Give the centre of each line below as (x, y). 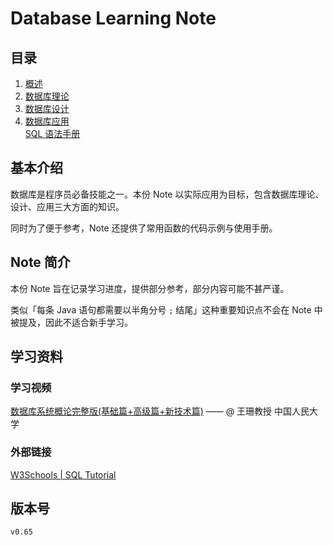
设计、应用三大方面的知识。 (67, 206)
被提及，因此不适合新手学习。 (71, 322)
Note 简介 (40, 262)
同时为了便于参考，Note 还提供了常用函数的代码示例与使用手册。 (144, 228)
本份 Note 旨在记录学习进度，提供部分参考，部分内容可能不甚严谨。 (150, 288)
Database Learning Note (113, 18)
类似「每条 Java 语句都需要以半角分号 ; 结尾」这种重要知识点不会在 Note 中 (166, 309)
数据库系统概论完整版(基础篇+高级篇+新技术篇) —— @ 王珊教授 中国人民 (160, 411)
